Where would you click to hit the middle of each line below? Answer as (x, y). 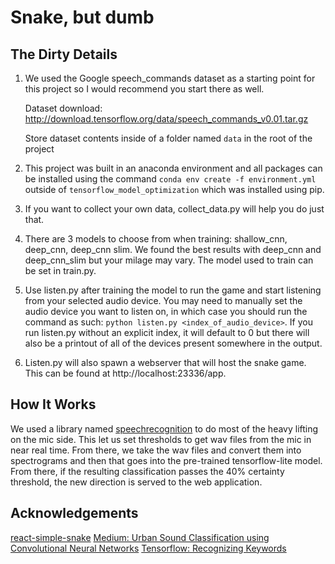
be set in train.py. (60, 270)
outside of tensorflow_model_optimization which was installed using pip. (174, 189)
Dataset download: (63, 108)
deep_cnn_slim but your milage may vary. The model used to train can (169, 260)
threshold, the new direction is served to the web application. (136, 482)
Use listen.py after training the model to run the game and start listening (173, 290)
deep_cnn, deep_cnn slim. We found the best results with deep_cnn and (173, 249)
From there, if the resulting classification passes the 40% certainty (147, 471)
